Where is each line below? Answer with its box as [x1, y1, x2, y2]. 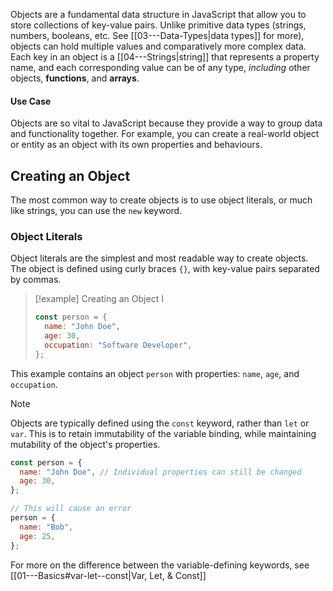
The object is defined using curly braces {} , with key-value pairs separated [10, 263, 320, 275]
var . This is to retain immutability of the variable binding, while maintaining [10, 427, 317, 439]
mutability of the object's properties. [10, 438, 161, 450]
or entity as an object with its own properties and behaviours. [10, 139, 263, 151]
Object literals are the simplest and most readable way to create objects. [10, 252, 309, 264]
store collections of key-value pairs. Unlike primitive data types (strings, [10, 19, 307, 31]
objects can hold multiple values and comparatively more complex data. [10, 40, 307, 52]
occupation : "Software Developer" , [44, 340, 193, 350]
